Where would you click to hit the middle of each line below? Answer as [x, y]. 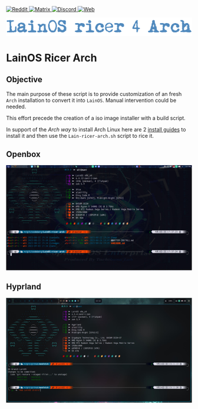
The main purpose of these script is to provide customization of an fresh [94, 94]
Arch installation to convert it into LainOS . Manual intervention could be [91, 100]
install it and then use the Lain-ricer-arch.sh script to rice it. [80, 136]
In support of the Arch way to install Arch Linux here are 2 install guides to [96, 129]
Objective [24, 80]
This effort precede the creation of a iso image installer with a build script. [96, 118]
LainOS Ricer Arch [52, 58]
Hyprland [24, 287]
